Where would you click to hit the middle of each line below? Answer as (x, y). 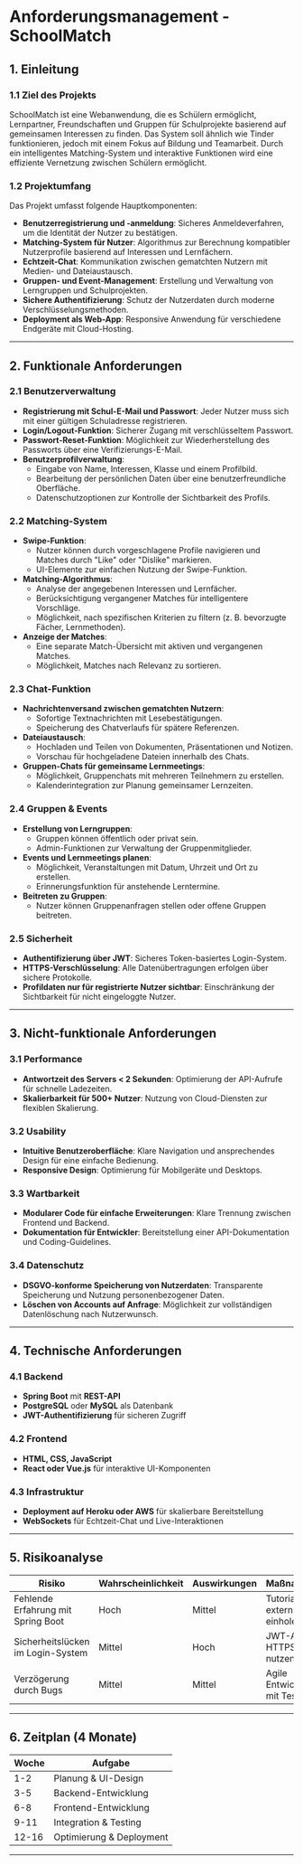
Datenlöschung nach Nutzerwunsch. (90, 1314)
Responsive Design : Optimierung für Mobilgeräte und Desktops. (142, 1170)
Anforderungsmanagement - (119, 17)
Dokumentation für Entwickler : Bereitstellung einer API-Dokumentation (156, 1232)
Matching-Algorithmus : (67, 579)
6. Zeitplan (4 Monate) (73, 1738)
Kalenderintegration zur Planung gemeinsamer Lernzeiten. (144, 786)
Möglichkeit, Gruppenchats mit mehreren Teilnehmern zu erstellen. (160, 776)
